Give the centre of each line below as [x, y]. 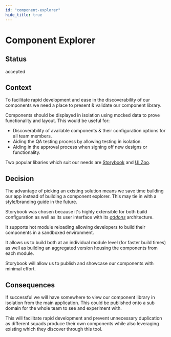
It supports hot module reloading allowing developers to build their [76, 227]
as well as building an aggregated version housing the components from [81, 248]
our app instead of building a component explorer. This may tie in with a [81, 196]
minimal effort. [20, 269]
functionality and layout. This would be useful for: [58, 121]
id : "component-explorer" [33, 10]
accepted [15, 71]
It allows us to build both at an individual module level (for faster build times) [86, 243]
